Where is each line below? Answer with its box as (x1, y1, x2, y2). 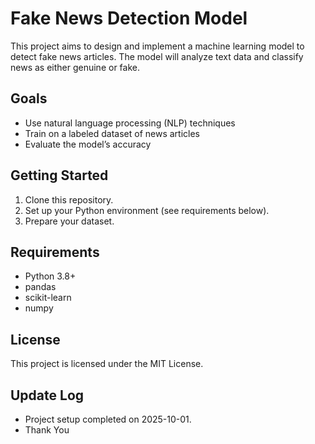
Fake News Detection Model (10, 7, 248, 30)
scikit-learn (24, 292, 72, 304)
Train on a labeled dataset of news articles (24, 127, 200, 139)
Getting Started (10, 167, 109, 184)
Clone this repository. (24, 193, 114, 206)
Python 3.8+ (24, 270, 77, 282)
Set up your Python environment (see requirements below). (24, 204, 270, 216)
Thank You (24, 424, 70, 436)
